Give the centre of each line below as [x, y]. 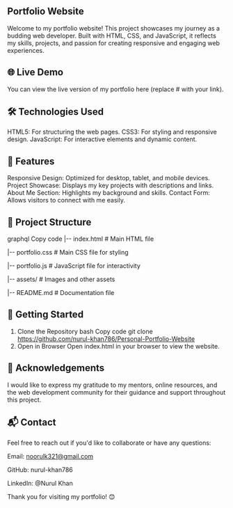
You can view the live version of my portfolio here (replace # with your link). [115, 89]
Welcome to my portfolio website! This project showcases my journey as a [114, 28]
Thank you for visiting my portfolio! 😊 [61, 496]
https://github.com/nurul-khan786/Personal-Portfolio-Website [106, 339]
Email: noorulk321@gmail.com [50, 456]
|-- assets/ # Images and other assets [61, 279]
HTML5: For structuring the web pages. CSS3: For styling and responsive [112, 132]
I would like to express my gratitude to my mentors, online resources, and [112, 385]
